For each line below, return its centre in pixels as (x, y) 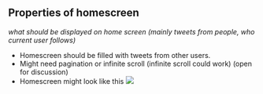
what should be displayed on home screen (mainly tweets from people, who (131, 31)
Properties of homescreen (74, 13)
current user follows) (42, 40)
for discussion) (44, 72)
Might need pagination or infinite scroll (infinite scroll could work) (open (135, 63)
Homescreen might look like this (72, 81)
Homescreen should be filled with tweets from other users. (115, 55)
